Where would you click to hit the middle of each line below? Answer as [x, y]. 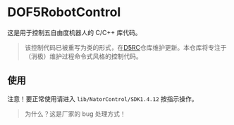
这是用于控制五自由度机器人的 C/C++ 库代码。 [74, 32]
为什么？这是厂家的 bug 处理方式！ [75, 114]
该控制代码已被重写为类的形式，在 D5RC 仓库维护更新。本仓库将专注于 [125, 47]
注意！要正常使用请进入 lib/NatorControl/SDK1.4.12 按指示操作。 [103, 98]
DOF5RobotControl [64, 12]
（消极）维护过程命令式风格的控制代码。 [83, 56]
